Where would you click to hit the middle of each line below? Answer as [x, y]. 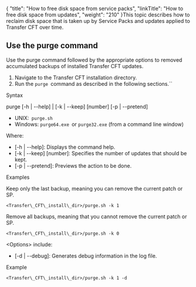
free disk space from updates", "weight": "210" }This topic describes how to [98, 15]
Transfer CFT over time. [35, 27]
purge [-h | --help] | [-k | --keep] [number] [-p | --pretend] [77, 106]
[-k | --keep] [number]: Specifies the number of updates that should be [101, 153]
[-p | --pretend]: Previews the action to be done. [73, 166]
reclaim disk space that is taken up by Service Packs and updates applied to [98, 21]
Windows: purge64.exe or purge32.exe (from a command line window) [99, 124]
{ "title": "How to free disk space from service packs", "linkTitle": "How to [95, 9]
